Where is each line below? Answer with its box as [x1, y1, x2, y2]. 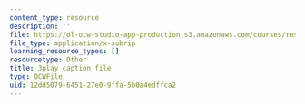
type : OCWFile [9, 72, 64, 81]
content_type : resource [9, 13, 100, 23]
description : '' [9, 22, 71, 31]
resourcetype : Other [9, 55, 88, 64]
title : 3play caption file [9, 64, 112, 73]
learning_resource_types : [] [9, 47, 120, 56]
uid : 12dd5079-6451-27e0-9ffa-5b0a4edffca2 [9, 80, 177, 90]
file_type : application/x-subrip [9, 38, 136, 48]
